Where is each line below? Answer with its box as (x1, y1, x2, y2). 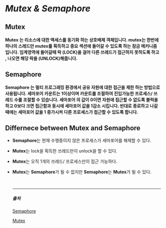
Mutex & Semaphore (5, 3, 90, 14)
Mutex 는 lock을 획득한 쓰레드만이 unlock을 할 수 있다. (12, 148, 118, 153)
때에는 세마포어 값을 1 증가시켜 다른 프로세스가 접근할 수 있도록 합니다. (5, 109, 138, 115)
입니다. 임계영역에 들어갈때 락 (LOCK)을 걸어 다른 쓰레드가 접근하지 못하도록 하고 (5, 49, 160, 55)
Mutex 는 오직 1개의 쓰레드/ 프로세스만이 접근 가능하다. (12, 158, 118, 164)
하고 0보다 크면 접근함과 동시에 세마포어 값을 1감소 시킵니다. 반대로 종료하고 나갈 (5, 103, 158, 109)
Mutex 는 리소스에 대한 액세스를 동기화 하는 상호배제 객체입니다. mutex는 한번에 (5, 37, 159, 43)
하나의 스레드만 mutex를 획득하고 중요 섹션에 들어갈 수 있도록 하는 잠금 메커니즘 (5, 43, 157, 49)
